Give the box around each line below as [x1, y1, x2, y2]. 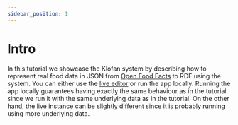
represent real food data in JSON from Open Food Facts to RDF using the [7, 71, 222, 80]
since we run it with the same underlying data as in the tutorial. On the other [7, 94, 229, 102]
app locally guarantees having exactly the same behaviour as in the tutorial [7, 86, 227, 95]
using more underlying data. [7, 109, 90, 117]
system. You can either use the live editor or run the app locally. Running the [7, 79, 231, 88]
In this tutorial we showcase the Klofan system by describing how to [7, 64, 207, 73]
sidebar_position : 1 [7, 10, 69, 18]
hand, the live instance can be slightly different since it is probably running [7, 102, 226, 110]
